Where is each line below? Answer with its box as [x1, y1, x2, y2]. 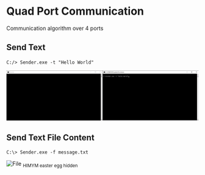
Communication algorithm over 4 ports [6, 24, 104, 32]
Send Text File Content [6, 133, 95, 143]
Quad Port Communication [6, 4, 145, 18]
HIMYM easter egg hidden [23, 163, 78, 169]
